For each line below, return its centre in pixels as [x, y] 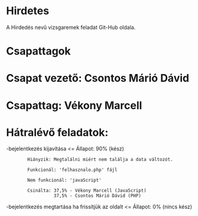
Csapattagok [38, 51]
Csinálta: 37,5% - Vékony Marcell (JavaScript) [87, 191]
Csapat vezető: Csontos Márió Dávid [98, 78]
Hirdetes [27, 11]
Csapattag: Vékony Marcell [74, 105]
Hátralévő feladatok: [57, 132]
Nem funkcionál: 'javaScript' [64, 180]
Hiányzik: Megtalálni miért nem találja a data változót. [100, 160]
